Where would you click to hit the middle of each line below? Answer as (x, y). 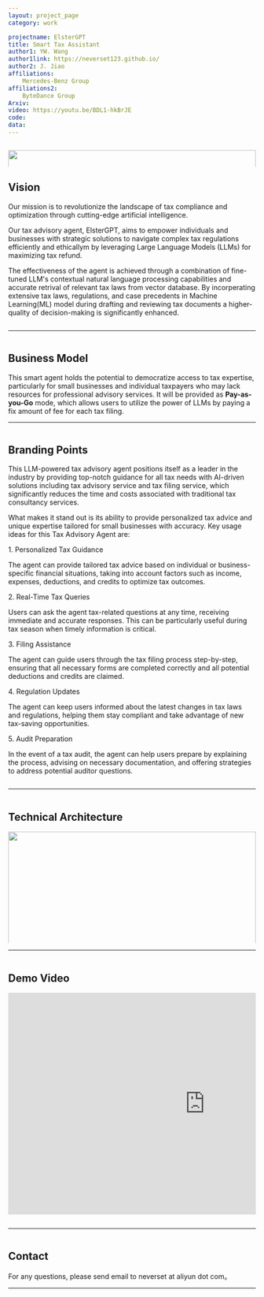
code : (17, 118)
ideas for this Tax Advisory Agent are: (69, 535)
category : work (33, 23)
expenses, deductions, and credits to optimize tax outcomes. (107, 582)
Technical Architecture (66, 817)
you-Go (21, 402)
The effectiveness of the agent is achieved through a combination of (119, 270)
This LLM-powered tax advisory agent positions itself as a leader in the (123, 469)
